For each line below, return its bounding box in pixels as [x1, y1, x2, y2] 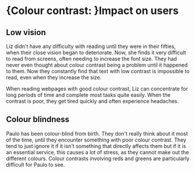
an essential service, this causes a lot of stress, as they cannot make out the [6, 148, 189, 155]
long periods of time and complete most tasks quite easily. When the [6, 92, 171, 98]
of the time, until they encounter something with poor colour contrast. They [6, 136, 186, 143]
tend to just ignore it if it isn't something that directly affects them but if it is [6, 142, 186, 150]
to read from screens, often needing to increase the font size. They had [6, 56, 178, 62]
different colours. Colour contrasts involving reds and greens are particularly [6, 155, 190, 162]
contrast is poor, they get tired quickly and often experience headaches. [6, 98, 179, 105]
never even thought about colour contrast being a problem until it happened [6, 61, 188, 68]
